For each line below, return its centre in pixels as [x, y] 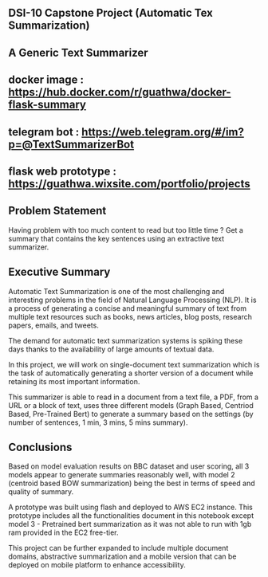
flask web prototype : [63, 171]
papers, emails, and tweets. [54, 325]
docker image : [46, 80]
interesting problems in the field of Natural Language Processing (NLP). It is [132, 300]
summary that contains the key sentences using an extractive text [116, 238]
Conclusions [40, 447]
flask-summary [47, 105]
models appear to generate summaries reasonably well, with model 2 [122, 475]
